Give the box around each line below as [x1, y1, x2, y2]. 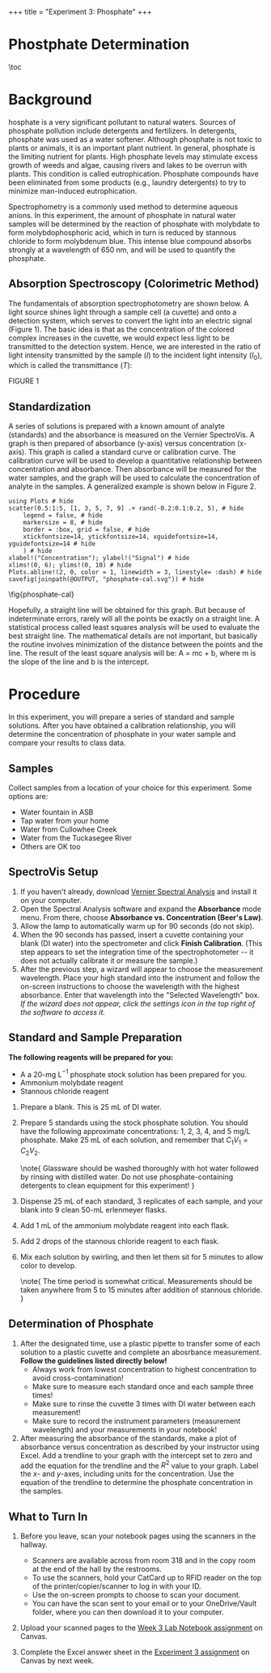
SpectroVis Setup [8, 865, 99, 879]
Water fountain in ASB [19, 807, 94, 817]
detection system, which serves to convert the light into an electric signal [8, 315, 252, 325]
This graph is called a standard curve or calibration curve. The [28, 447, 236, 457]
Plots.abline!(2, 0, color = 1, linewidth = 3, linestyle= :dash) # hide [8, 568, 263, 576]
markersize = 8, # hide [23, 519, 104, 527]
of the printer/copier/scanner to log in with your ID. [32, 1581, 201, 1591]
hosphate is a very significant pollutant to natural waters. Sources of [8, 117, 236, 126]
